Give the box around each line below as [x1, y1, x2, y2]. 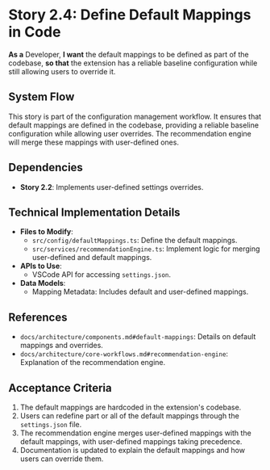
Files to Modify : [19, 227, 74, 237]
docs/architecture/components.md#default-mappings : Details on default [19, 332, 256, 342]
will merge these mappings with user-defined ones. [8, 137, 180, 147]
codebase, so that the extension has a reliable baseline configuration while [8, 58, 258, 68]
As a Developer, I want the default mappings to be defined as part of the [8, 49, 249, 59]
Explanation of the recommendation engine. [19, 358, 166, 367]
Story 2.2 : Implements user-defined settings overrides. [19, 182, 204, 191]
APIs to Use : [19, 261, 62, 271]
